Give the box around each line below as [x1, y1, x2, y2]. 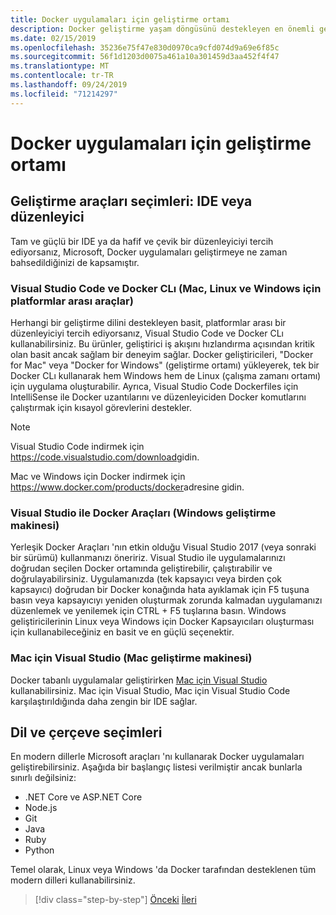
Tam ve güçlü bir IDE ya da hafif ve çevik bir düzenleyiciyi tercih [10, 235, 274, 247]
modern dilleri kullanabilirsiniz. [10, 874, 136, 886]
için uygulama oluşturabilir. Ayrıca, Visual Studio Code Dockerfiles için [10, 380, 299, 392]
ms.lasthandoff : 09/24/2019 [10, 80, 128, 90]
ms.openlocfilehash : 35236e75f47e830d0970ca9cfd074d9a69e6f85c [10, 42, 280, 53]
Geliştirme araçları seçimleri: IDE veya [10, 193, 253, 210]
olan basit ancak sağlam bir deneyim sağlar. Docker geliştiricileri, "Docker [10, 348, 314, 360]
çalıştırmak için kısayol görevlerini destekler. [10, 401, 192, 413]
